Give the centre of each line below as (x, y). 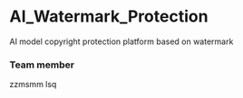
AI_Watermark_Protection (109, 17)
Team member (42, 65)
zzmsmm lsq (33, 85)
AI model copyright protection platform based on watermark (121, 41)
